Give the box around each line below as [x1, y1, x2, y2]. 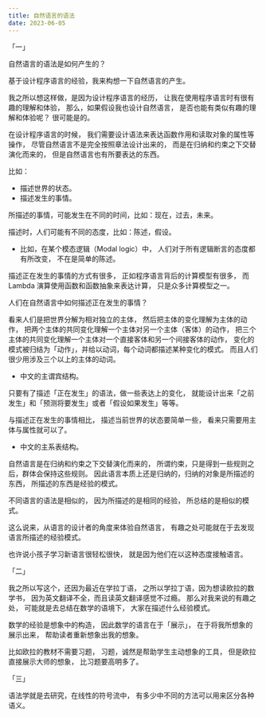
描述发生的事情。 [19, 193, 76, 203]
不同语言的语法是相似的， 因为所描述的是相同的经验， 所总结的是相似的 [8, 495, 243, 505]
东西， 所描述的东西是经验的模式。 [8, 478, 122, 488]
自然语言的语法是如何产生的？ [8, 59, 106, 68]
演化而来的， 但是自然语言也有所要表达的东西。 [8, 149, 164, 159]
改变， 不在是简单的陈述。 [33, 254, 120, 263]
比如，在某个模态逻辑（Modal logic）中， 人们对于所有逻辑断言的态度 [19, 244, 249, 253]
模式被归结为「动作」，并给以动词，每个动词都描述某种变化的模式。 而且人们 [8, 344, 258, 354]
